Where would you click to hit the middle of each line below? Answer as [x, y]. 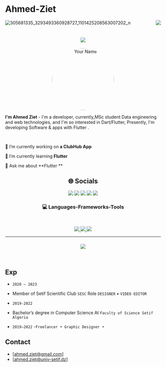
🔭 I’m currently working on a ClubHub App [48, 146]
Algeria [20, 318]
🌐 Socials [83, 181]
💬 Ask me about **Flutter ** [34, 165]
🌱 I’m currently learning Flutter [36, 156]
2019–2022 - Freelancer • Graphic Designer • [58, 326]
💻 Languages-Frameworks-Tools [83, 207]
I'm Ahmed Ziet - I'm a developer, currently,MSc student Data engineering [81, 117]
